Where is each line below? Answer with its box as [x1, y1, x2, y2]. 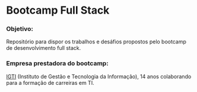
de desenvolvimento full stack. [6, 45, 81, 52]
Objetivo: [6, 25, 34, 33]
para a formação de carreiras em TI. [6, 79, 94, 86]
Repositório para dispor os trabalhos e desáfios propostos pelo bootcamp [6, 38, 187, 45]
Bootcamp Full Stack [6, 4, 110, 17]
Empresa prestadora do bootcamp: [6, 59, 109, 68]
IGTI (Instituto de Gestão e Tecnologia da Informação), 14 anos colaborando [6, 72, 192, 80]
